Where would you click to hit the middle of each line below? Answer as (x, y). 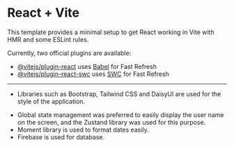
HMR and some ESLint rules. (48, 39)
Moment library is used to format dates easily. (83, 130)
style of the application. (51, 101)
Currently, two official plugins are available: (69, 53)
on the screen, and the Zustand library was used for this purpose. (111, 122)
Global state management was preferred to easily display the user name (120, 115)
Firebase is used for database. (61, 137)
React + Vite (44, 13)
